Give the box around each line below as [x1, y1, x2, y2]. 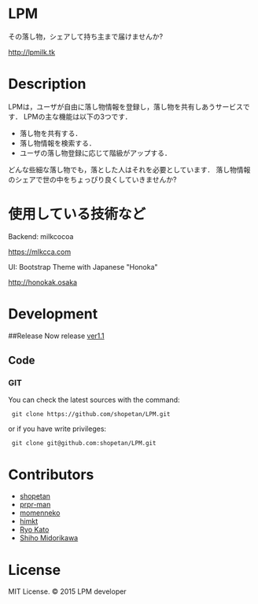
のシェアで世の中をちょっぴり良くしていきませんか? [8, 175, 177, 184]
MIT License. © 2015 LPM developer [8, 587, 127, 596]
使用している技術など [8, 205, 146, 223]
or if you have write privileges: [8, 424, 107, 433]
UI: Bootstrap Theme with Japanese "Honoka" [8, 262, 159, 271]
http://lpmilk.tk [8, 47, 56, 57]
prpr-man [19, 500, 51, 510]
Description [8, 75, 87, 93]
